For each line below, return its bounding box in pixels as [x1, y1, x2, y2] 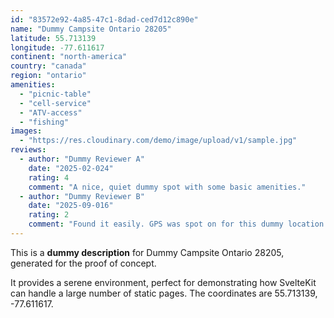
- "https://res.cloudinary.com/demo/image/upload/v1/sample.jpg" [19, 136, 298, 146]
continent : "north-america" [10, 52, 128, 62]
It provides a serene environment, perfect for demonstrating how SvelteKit [10, 276, 317, 288]
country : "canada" [10, 61, 87, 71]
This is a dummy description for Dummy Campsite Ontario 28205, [10, 246, 285, 258]
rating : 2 [28, 210, 70, 220]
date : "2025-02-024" [28, 163, 114, 173]
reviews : [10, 145, 47, 155]
